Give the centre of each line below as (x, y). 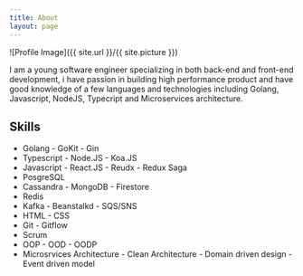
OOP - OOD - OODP (60, 244)
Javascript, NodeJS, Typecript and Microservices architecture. (127, 98)
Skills (25, 126)
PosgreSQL (43, 177)
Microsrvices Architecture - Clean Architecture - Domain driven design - (157, 254)
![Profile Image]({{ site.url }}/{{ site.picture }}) (94, 52)
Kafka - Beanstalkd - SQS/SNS (80, 206)
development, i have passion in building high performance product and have (151, 79)
